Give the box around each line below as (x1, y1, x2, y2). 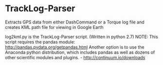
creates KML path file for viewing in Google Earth (5, 24, 104, 30)
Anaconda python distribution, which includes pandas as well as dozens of (5, 49, 155, 55)
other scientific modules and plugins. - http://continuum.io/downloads (5, 54, 145, 60)
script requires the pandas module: (5, 39, 75, 44)
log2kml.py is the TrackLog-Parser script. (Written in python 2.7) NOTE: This (5, 34, 158, 40)
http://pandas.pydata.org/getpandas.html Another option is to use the (5, 44, 145, 50)
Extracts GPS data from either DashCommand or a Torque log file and (5, 19, 145, 25)
